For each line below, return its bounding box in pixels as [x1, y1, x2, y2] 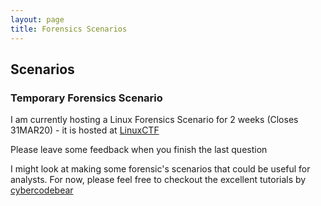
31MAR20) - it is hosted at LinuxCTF [10, 124, 160, 136]
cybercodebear [10, 184, 74, 196]
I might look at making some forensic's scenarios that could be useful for [10, 163, 311, 175]
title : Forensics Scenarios [10, 24, 128, 34]
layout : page [10, 14, 65, 25]
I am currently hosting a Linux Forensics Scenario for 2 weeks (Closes [10, 114, 299, 126]
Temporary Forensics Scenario [10, 91, 163, 105]
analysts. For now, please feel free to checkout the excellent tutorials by [10, 174, 307, 186]
